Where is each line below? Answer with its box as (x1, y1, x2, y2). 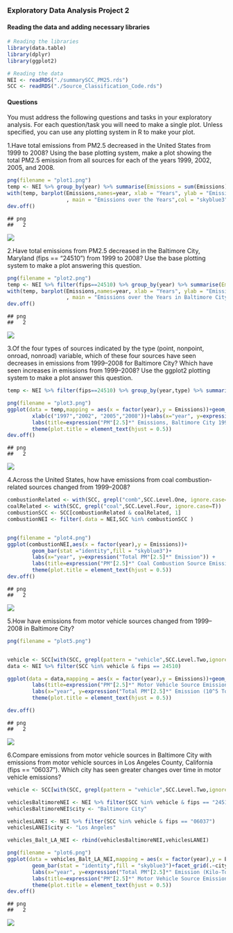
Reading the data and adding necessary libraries (7, 23, 150, 31)
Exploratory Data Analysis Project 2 (7, 6, 130, 15)
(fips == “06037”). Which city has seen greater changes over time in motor (7, 765, 222, 773)
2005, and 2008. (7, 164, 55, 172)
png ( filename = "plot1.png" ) (7, 177, 92, 184)
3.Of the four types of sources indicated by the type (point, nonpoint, (7, 344, 205, 352)
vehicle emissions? (7, 773, 62, 781)
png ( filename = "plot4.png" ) (7, 534, 92, 541)
